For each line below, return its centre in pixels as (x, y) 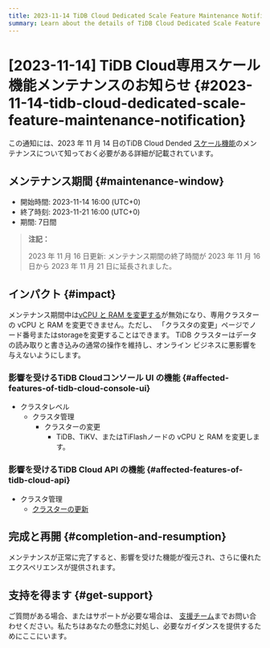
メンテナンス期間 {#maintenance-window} (117, 181)
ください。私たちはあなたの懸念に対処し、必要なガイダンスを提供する (138, 626)
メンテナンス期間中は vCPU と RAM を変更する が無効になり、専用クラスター (134, 315)
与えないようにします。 (47, 355)
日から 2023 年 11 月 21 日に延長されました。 (102, 267)
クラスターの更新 (60, 509)
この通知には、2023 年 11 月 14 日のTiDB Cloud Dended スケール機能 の (126, 143)
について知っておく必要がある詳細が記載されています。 (127, 153)
